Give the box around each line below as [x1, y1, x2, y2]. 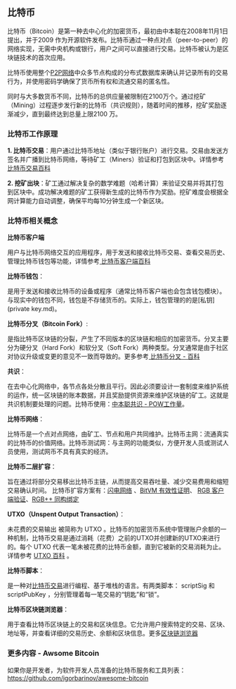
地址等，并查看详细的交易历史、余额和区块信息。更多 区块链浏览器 [7, 629, 198, 638]
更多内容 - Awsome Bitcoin [7, 648, 100, 658]
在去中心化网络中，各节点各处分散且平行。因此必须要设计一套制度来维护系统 [7, 382, 229, 391]
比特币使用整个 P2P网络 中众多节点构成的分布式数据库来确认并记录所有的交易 [7, 68, 228, 76]
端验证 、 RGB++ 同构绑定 [7, 495, 79, 504]
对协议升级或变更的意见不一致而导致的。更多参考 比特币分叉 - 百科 [7, 352, 200, 361]
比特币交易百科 [7, 164, 51, 173]
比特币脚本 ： [7, 566, 44, 575]
